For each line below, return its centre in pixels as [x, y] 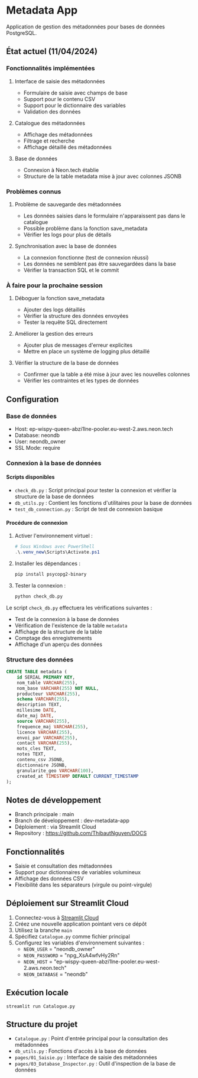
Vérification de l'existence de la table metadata [71, 625]
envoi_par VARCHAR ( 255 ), [47, 738]
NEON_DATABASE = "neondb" [56, 974]
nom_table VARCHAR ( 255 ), [47, 683]
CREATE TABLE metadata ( [37, 672]
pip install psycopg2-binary [51, 574]
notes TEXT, [31, 754]
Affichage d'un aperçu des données [58, 644]
